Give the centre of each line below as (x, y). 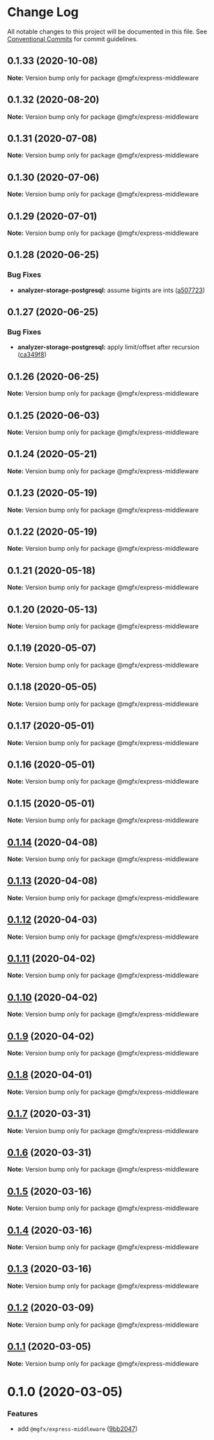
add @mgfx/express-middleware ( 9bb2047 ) (77, 1428)
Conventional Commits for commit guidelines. (72, 38)
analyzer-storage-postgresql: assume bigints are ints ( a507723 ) (111, 290)
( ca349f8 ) (32, 354)
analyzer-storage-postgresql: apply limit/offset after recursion (108, 347)
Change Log (43, 12)
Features (23, 1413)
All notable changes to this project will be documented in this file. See (107, 31)
